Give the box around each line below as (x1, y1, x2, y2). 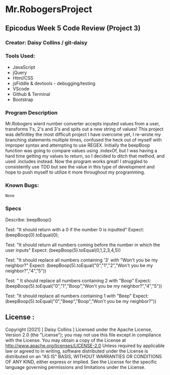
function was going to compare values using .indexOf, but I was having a (5, 148, 157, 154)
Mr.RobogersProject (5, 4, 92, 15)
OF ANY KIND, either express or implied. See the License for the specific (5, 359, 157, 365)
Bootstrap (12, 96, 33, 103)
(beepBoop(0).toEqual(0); (5, 232, 59, 238)
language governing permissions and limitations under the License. (5, 364, 146, 370)
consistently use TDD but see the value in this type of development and (5, 164, 155, 170)
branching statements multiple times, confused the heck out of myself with (5, 137, 162, 143)
